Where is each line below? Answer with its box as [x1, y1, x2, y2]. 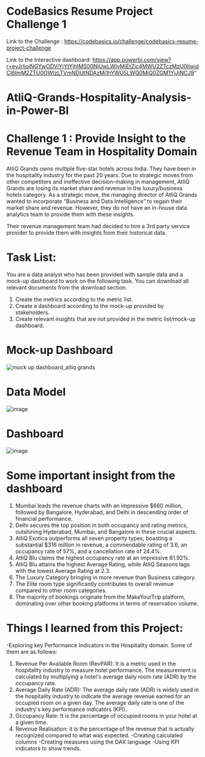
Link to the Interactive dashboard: [6, 56, 92, 63]
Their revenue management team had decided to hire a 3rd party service [6, 223, 190, 230]
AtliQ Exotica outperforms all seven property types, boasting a [15, 534, 173, 542]
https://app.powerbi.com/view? [92, 56, 171, 63]
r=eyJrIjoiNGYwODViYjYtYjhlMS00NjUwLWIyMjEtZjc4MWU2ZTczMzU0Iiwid [6, 63, 199, 70]
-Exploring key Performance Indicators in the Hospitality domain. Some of [6, 641, 193, 648]
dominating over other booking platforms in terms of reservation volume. [15, 599, 199, 607]
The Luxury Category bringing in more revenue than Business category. [15, 574, 196, 581]
